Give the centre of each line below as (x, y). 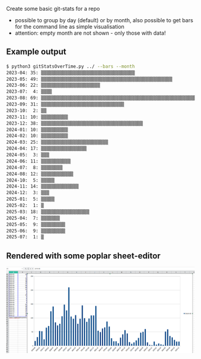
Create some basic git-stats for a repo (53, 9)
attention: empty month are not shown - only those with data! (90, 33)
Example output (36, 52)
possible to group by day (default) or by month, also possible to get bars (104, 20)
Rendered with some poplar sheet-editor (83, 256)
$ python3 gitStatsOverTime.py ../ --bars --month (71, 66)
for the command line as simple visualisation (69, 27)
